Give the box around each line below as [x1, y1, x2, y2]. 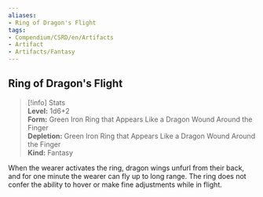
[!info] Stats [27, 97, 66, 107]
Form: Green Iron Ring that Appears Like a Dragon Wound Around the [27, 115, 253, 124]
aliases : [8, 11, 37, 20]
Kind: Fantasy [27, 148, 73, 157]
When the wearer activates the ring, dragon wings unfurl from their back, [8, 162, 245, 173]
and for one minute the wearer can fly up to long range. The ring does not [8, 171, 247, 181]
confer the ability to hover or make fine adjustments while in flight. [8, 180, 222, 189]
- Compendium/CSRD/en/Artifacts [8, 33, 114, 42]
